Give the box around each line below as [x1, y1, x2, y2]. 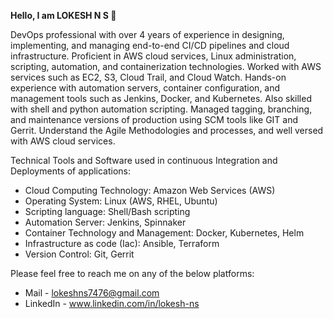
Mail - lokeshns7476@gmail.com [24, 287, 160, 299]
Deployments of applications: [10, 165, 132, 177]
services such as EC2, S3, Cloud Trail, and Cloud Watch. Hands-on [10, 71, 287, 83]
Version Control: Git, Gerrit [24, 248, 135, 260]
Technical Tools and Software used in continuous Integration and [10, 155, 278, 166]
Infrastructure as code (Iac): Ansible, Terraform [24, 238, 220, 249]
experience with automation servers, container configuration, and [10, 82, 281, 94]
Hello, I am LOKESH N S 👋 [10, 10, 117, 21]
